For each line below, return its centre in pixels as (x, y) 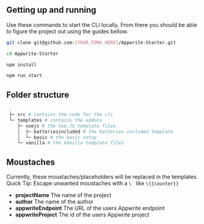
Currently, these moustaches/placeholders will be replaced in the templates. (102, 177)
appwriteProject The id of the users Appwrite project (82, 215)
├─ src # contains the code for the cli (61, 114)
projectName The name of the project (63, 195)
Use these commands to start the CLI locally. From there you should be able (102, 24)
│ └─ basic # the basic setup (57, 137)
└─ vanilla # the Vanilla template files (71, 143)
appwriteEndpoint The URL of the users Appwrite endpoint (90, 208)
